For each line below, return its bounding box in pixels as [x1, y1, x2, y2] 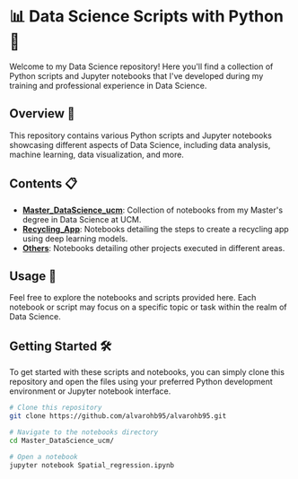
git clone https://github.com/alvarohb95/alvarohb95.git [9, 412, 227, 421]
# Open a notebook [9, 452, 78, 461]
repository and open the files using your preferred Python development [9, 377, 274, 388]
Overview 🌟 [9, 106, 75, 121]
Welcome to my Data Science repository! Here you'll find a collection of [9, 61, 274, 72]
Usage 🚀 [9, 268, 57, 283]
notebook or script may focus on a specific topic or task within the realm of [9, 301, 287, 313]
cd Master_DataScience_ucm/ [9, 436, 115, 445]
